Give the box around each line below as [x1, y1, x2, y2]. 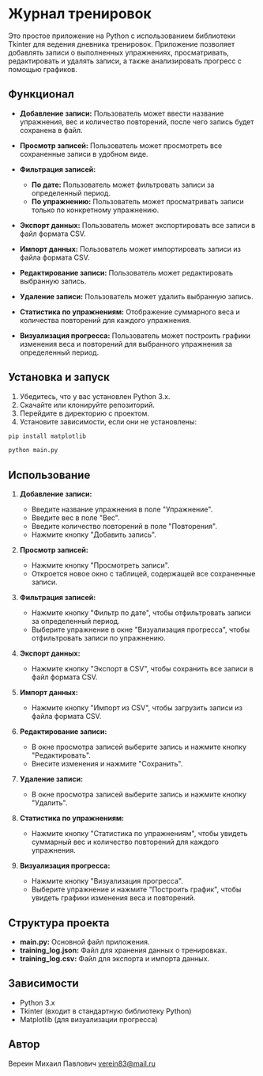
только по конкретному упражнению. [31, 205, 160, 215]
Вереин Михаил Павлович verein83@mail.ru [8, 1059, 156, 1068]
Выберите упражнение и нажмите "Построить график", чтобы [31, 884, 242, 895]
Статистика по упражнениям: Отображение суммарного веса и [19, 306, 240, 317]
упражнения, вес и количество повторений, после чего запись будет [19, 116, 254, 127]
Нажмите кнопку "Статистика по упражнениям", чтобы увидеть [31, 829, 248, 838]
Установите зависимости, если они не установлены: [19, 416, 197, 426]
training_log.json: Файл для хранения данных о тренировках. [19, 945, 227, 955]
